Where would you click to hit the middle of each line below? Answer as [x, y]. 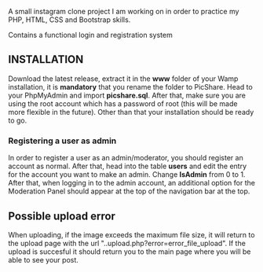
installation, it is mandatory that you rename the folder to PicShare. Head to [130, 86]
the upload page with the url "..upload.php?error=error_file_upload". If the [127, 243]
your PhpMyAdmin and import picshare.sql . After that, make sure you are [127, 95]
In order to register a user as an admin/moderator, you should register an [126, 158]
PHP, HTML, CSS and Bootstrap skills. [69, 20]
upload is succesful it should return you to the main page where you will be [130, 252]
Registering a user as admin [62, 141]
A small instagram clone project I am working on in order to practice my [124, 11]
